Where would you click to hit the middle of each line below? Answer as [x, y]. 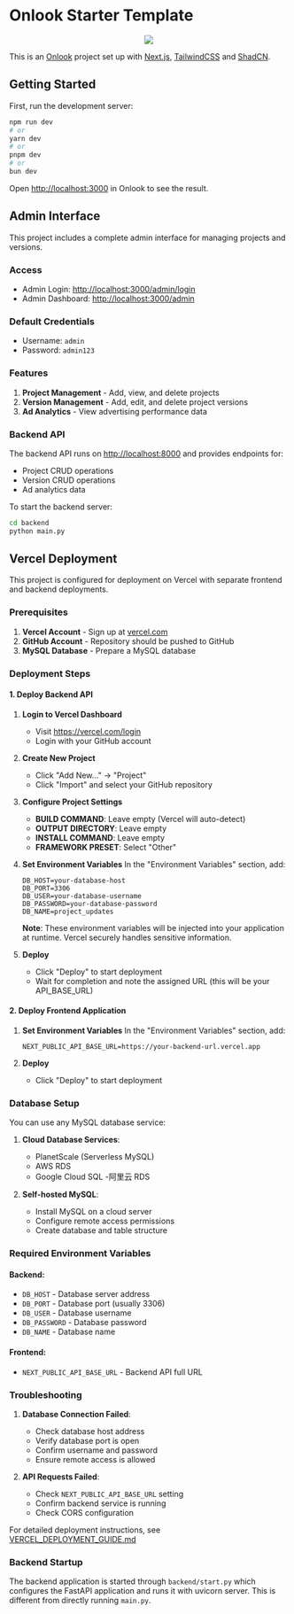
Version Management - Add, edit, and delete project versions [135, 402]
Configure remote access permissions [105, 1221]
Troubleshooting [46, 1394]
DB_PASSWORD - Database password [84, 1323]
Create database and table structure [101, 1230]
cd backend [29, 523]
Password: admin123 [58, 350]
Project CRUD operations [68, 470]
